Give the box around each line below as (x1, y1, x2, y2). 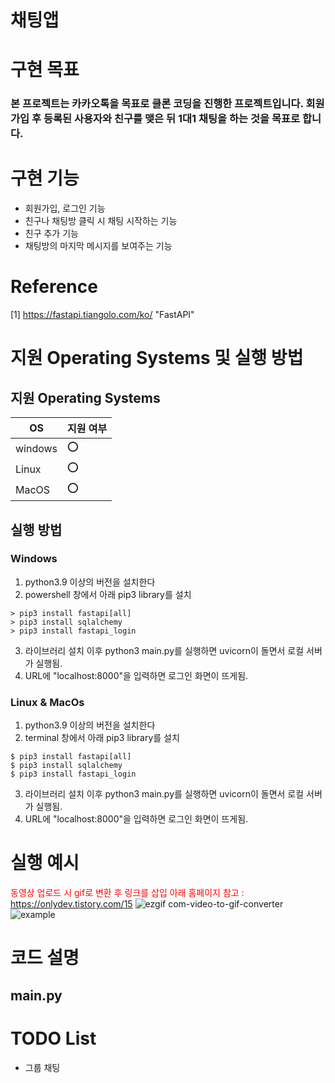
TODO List (10, 1027, 97, 1050)
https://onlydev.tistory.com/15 (10, 898, 133, 910)
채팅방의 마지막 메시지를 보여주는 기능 (24, 240, 173, 252)
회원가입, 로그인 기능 (24, 202, 106, 215)
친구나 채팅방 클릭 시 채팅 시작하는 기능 (24, 215, 178, 227)
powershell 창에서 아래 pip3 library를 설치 (24, 588, 192, 600)
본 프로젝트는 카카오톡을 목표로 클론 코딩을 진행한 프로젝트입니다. (10, 97, 304, 111)
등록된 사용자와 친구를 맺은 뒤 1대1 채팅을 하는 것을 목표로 (43, 112, 301, 126)
